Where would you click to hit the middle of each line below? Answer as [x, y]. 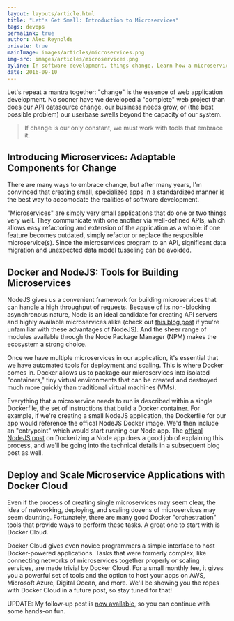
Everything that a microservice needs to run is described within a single [110, 401]
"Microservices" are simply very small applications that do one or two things [117, 213]
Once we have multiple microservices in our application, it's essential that [113, 358]
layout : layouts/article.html [51, 14]
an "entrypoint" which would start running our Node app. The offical [105, 431]
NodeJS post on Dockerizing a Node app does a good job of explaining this [115, 438]
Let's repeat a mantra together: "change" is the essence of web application [115, 92]
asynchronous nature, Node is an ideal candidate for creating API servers [112, 315]
